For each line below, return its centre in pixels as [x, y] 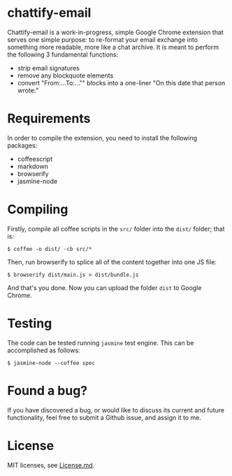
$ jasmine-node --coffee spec [51, 363]
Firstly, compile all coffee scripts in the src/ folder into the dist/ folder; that [116, 229]
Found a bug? [48, 390]
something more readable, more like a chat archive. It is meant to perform [113, 47]
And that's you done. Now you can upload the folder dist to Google [104, 287]
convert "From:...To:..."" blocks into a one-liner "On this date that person [121, 82]
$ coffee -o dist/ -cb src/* [50, 249]
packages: [22, 145]
